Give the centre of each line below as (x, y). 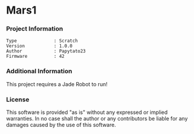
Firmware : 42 (35, 57)
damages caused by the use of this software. (61, 125)
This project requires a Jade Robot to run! (57, 84)
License (18, 99)
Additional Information (39, 71)
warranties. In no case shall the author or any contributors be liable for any (97, 119)
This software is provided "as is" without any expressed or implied (87, 112)
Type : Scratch (42, 41)
